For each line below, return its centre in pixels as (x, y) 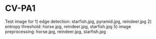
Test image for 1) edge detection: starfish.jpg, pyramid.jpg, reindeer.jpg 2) (78, 21)
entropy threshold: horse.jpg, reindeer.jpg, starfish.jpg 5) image (68, 26)
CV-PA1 (20, 8)
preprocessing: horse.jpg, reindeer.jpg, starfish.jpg (56, 31)
